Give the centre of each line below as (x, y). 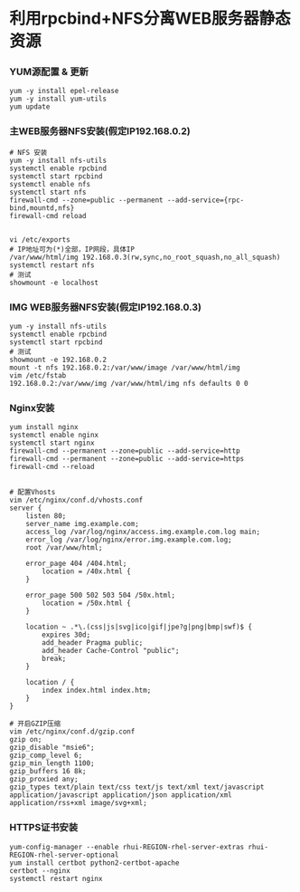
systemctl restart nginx (56, 878)
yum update (30, 107)
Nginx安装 (32, 408)
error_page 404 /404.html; (76, 564)
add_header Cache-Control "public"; (111, 651)
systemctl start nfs (48, 192)
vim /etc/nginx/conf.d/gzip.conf (72, 732)
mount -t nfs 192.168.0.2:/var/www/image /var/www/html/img (125, 368)
